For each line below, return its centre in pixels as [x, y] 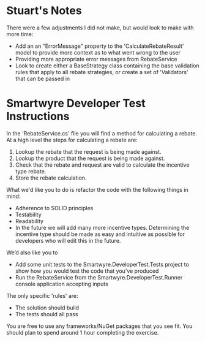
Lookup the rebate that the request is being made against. [88, 151]
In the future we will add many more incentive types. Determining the [102, 227]
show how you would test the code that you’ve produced [87, 271]
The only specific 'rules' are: [42, 295]
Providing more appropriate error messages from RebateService [96, 59]
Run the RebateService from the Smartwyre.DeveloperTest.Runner [99, 277]
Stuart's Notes [44, 11]
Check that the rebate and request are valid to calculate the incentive [102, 165]
